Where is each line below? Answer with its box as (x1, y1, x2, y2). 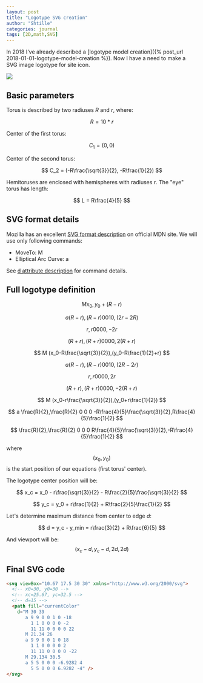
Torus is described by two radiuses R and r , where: (6, 106, 133, 113)
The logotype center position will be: (6, 477, 98, 484)
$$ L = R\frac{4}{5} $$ (73, 196, 131, 204)
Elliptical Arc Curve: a (15, 255, 69, 262)
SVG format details (6, 214, 79, 225)
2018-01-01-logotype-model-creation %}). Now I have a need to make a (6, 55, 186, 62)
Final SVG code (6, 564, 65, 575)
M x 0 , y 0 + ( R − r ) (81, 300, 122, 310)
